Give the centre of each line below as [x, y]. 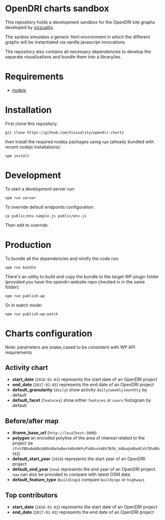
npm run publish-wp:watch [31, 314]
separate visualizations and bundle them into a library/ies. [63, 56]
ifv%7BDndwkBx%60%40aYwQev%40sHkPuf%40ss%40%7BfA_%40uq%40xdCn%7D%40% [86, 449]
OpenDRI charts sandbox [57, 9]
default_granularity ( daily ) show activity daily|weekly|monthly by [80, 390]
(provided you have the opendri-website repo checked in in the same [75, 282]
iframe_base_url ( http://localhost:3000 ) [54, 433]
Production [28, 245]
